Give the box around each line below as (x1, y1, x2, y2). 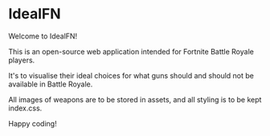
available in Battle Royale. (8, 79, 93, 89)
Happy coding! (8, 118, 58, 128)
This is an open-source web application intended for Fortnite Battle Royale (8, 46, 255, 56)
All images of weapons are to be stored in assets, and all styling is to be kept (8, 94, 262, 104)
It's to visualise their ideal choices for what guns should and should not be (8, 70, 255, 80)
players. (8, 55, 35, 65)
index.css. (8, 103, 43, 113)
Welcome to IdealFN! (8, 31, 78, 41)
